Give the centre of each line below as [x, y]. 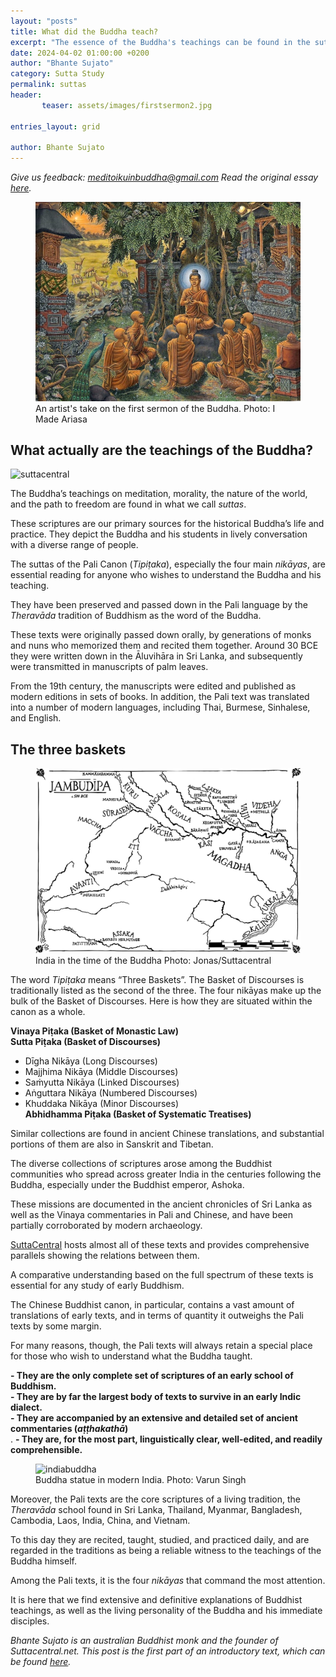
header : [26, 95]
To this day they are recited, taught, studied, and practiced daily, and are [160, 1539]
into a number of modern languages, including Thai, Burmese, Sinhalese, [160, 707]
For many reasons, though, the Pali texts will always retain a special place [161, 1345]
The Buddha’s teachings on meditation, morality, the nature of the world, [159, 494]
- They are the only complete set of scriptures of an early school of [152, 1375]
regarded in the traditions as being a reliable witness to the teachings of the [166, 1550]
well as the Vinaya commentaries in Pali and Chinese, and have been [152, 1214]
